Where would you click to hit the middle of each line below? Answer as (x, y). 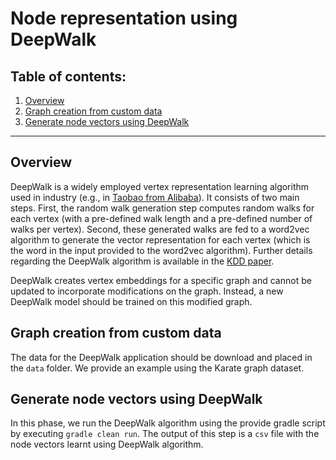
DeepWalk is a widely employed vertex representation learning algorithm (160, 186)
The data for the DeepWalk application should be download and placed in (161, 357)
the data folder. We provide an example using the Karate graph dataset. (157, 368)
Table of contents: (68, 76)
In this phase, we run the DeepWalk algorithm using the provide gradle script (168, 423)
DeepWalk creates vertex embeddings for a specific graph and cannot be (161, 280)
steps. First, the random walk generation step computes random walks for (162, 208)
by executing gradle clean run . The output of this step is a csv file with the (165, 434)
